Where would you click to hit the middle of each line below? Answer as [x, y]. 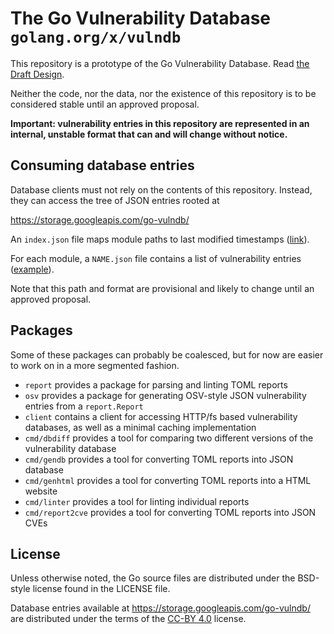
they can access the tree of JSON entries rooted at [115, 200]
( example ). [32, 269]
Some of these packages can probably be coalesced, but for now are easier [167, 354]
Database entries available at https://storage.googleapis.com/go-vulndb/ [160, 608]
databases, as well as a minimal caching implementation [140, 427]
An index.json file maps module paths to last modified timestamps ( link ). [160, 239]
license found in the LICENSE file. [101, 589]
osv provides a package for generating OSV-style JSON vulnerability [165, 395]
